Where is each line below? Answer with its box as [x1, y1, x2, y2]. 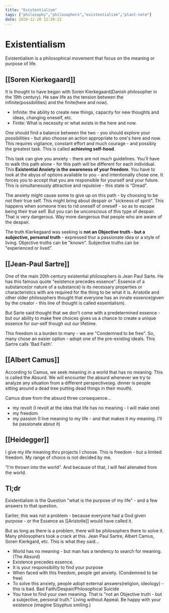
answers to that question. [5, 503, 58, 509]
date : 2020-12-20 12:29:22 [5, 17, 62, 22]
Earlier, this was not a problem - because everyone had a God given [5, 512, 146, 518]
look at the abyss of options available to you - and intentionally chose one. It [5, 172, 163, 178]
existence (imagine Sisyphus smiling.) [12, 602, 91, 608]
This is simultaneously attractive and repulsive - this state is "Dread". [5, 182, 148, 188]
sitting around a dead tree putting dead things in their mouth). [5, 385, 133, 391]
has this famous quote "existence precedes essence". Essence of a [5, 278, 145, 285]
